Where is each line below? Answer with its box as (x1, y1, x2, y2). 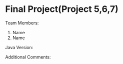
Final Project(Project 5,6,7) (5, 3, 118, 15)
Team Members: (5, 20, 39, 26)
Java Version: (5, 44, 33, 50)
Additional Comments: (5, 54, 51, 60)
